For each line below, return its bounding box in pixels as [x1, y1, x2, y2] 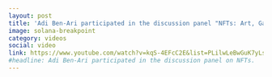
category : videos [8, 34, 67, 43]
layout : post [8, 11, 53, 20]
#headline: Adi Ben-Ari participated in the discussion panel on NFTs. [8, 57, 255, 65]
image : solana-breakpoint [8, 26, 96, 34]
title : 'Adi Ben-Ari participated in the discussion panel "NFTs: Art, [8, 19, 255, 27]
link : [8, 49, 27, 57]
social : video [8, 42, 57, 50]
